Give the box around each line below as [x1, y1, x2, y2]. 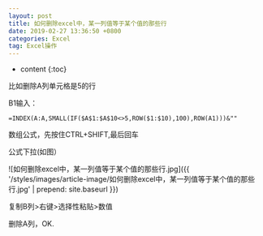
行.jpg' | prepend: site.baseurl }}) [8, 184, 119, 195]
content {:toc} [19, 64, 67, 74]
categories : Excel [8, 34, 71, 43]
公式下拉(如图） [8, 147, 62, 157]
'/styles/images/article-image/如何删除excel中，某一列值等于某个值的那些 [8, 174, 256, 184]
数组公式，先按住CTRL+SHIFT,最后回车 [8, 130, 140, 139]
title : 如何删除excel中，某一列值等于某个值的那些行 [8, 19, 167, 28]
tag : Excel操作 [8, 42, 58, 50]
